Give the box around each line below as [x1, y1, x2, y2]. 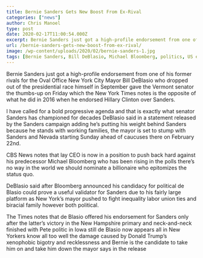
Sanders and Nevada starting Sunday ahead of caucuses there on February [6, 133, 195, 140]
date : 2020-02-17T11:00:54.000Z [6, 31, 88, 37]
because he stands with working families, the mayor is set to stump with [6, 127, 186, 134]
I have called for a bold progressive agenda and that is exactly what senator [6, 107, 195, 115]
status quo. [6, 170, 34, 178]
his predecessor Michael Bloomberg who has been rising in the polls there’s [6, 157, 195, 165]
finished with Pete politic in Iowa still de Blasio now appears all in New [6, 225, 181, 233]
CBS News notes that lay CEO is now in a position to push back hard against [6, 151, 196, 159]
